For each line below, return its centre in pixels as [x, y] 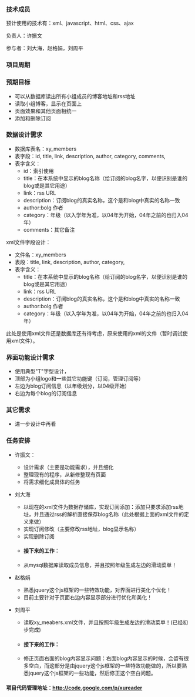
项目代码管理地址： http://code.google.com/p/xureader [74, 688]
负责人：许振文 [24, 36]
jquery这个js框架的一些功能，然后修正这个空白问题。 [93, 673]
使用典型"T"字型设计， [42, 371]
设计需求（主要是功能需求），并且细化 [68, 467]
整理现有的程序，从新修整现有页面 [65, 474]
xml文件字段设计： [28, 242]
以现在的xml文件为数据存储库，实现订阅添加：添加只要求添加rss [101, 506]
